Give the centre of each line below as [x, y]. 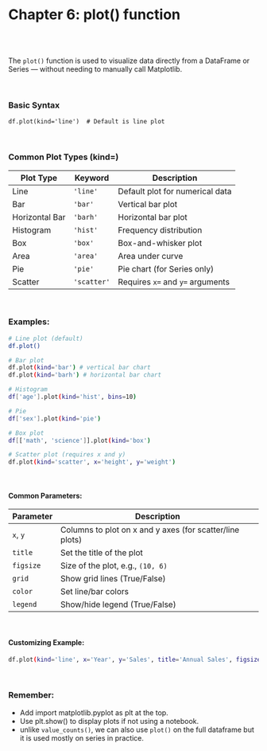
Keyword [92, 178]
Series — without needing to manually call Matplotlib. [95, 68]
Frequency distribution [160, 230]
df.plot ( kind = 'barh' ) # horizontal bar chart [85, 375]
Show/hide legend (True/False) [118, 604]
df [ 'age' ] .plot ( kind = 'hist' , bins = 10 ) [72, 397]
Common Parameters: [45, 495]
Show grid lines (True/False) [113, 579]
